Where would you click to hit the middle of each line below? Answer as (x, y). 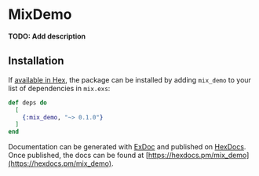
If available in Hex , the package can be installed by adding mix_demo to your (129, 79)
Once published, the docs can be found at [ (78, 156)
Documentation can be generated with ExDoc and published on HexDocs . (127, 147)
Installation (36, 61)
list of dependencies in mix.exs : (59, 88)
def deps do (27, 103)
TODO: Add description (47, 36)
